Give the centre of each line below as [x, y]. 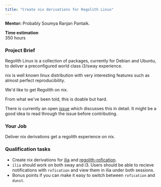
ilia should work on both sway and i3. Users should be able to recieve [83, 165]
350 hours [15, 38]
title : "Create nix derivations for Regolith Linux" [59, 9]
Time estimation [22, 32]
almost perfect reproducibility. [35, 80]
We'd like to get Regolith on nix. [37, 89]
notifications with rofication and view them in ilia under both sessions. [83, 170]
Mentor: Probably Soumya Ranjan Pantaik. [48, 23]
